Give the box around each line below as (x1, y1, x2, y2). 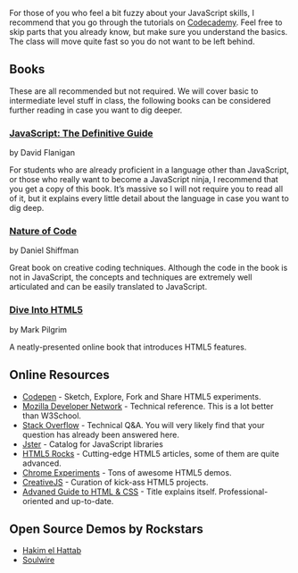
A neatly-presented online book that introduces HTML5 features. (9, 341, 247, 352)
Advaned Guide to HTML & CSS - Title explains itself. (21, 486, 217, 497)
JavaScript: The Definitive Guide (9, 127, 153, 139)
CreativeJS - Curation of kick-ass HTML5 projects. (21, 476, 209, 487)
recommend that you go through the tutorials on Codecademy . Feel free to (9, 17, 283, 28)
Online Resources (9, 367, 110, 383)
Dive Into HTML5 (9, 304, 83, 316)
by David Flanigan (9, 147, 76, 158)
